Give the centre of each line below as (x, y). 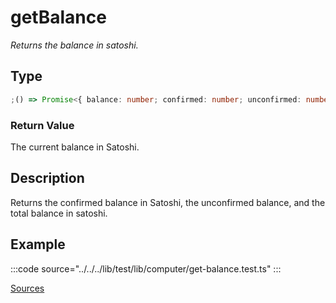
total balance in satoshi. (59, 213)
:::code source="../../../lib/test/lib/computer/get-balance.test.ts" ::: (146, 268)
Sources (27, 288)
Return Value (42, 125)
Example (38, 244)
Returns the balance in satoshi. (74, 45)
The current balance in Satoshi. (75, 147)
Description (47, 178)
